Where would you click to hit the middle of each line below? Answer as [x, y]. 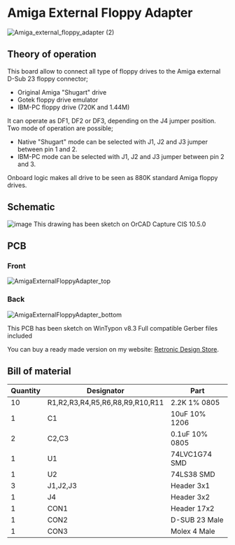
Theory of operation [52, 54]
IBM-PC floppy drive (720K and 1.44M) [73, 107]
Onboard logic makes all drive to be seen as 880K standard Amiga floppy [113, 177]
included [20, 336]
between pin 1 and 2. [48, 149]
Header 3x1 [190, 486]
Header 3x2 [190, 497]
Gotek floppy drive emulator [58, 99]
